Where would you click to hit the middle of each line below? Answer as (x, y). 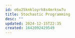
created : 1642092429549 (30, 28)
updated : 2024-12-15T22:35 (33, 23)
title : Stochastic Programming (38, 14)
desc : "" (14, 19)
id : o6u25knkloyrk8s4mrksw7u (35, 10)
